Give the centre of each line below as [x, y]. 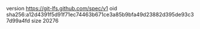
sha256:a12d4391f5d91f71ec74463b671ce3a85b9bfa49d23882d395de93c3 [100, 14]
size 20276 [45, 21]
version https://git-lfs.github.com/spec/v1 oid [62, 8]
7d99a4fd [18, 21]
